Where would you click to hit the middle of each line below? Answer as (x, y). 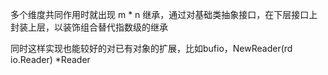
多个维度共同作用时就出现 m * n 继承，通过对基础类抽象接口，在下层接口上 (164, 14)
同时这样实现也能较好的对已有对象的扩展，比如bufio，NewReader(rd (151, 48)
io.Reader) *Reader (50, 59)
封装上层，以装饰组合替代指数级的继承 (89, 27)
